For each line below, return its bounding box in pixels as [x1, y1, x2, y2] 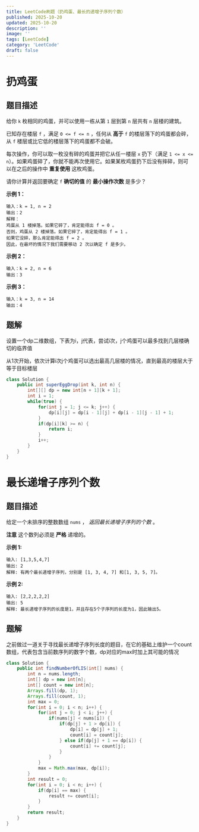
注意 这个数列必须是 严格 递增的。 [6, 531, 89, 538]
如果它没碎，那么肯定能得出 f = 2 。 [6, 235, 87, 241]
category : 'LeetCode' [6, 42, 60, 48]
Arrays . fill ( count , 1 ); [27, 693, 86, 699]
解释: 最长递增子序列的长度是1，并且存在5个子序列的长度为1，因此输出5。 [6, 606, 164, 612]
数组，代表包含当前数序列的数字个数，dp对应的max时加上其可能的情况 [6, 648, 179, 655]
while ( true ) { [27, 398, 62, 405]
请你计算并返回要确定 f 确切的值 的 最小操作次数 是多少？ [6, 177, 147, 185]
